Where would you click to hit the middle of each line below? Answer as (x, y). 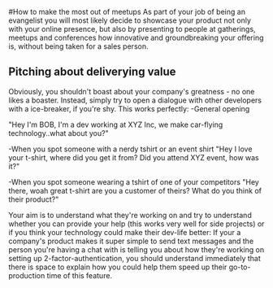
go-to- (240, 267)
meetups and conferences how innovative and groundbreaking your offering (136, 37)
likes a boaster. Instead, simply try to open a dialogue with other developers (135, 100)
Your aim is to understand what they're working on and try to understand (130, 215)
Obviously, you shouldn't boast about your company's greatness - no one (132, 91)
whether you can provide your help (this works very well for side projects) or (136, 224)
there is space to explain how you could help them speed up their (118, 267)
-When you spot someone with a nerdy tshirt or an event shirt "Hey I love (130, 149)
